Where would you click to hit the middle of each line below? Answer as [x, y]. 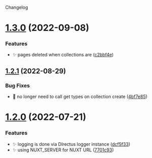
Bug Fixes [18, 85]
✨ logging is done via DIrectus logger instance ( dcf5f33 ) [71, 144]
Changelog [17, 7]
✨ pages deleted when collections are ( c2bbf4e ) [63, 55]
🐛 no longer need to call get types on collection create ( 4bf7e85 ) [80, 97]
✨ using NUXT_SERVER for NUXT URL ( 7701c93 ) [63, 150]
